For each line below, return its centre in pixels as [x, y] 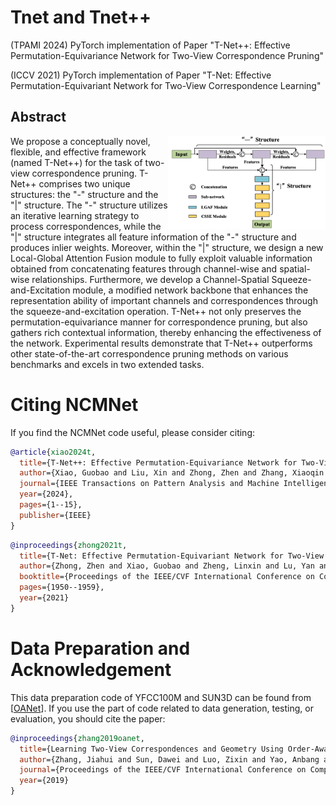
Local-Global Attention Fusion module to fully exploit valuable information [161, 258]
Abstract [38, 117]
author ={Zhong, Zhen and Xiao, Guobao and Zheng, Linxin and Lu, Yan [167, 566]
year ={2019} [44, 781]
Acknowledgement [91, 670]
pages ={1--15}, [51, 505]
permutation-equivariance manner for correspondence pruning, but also [159, 322]
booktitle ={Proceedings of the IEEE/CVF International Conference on [167, 577]
